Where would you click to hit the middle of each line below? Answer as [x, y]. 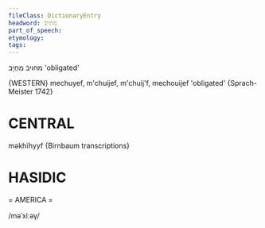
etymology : [26, 38]
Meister [21, 91]
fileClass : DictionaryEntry [55, 15]
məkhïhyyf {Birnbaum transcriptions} [69, 146]
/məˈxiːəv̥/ [24, 216]
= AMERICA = [31, 200]
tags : [17, 45]
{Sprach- [242, 83]
